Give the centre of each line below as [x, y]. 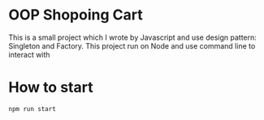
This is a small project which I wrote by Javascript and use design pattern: [133, 37]
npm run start [32, 109]
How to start [51, 88]
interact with [29, 54]
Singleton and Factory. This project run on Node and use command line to [132, 45]
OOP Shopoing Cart [76, 15]
